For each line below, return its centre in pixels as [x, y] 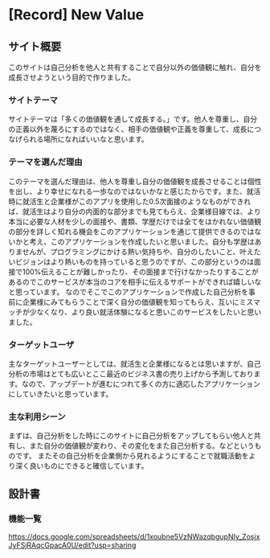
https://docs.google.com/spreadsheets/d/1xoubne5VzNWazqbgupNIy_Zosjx [134, 536]
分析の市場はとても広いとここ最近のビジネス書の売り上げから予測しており [131, 373]
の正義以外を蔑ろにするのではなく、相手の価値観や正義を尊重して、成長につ [135, 129]
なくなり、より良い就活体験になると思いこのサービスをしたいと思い [149, 312]
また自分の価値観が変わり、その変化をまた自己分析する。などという [142, 446]
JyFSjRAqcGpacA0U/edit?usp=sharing [72, 545]
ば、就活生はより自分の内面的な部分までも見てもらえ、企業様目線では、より [135, 211]
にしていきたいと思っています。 [61, 394]
